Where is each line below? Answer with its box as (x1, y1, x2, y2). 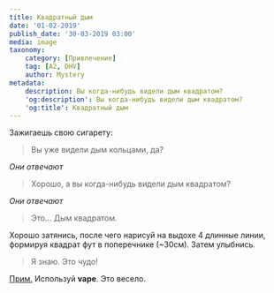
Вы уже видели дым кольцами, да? (30, 145, 164, 155)
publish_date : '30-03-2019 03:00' (9, 29, 137, 38)
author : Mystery (25, 71, 86, 79)
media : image (9, 37, 57, 47)
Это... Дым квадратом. (30, 213, 118, 223)
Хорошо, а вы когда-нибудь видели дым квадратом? (30, 178, 232, 190)
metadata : (9, 79, 46, 87)
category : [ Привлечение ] (25, 54, 117, 63)
